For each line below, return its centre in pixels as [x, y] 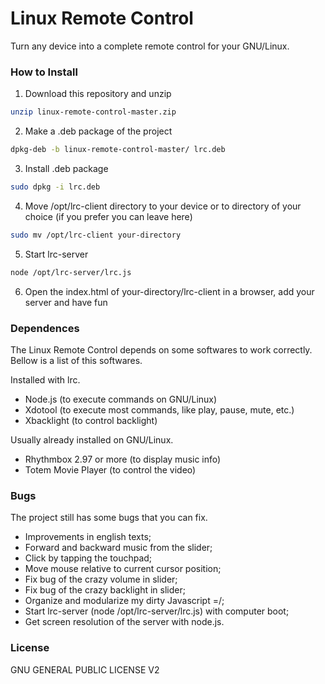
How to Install [44, 72]
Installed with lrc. [45, 379]
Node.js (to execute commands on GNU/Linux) [121, 399]
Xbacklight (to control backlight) [91, 420]
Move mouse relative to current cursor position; [123, 569]
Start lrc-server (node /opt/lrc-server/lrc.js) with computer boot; [157, 611]
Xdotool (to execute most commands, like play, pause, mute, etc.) [159, 409]
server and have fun [66, 302]
